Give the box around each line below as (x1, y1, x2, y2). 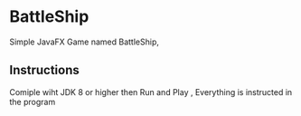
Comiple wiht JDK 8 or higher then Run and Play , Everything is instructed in (9, 86, 293, 97)
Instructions (9, 63, 80, 78)
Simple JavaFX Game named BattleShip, (9, 36, 160, 47)
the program (9, 96, 56, 107)
